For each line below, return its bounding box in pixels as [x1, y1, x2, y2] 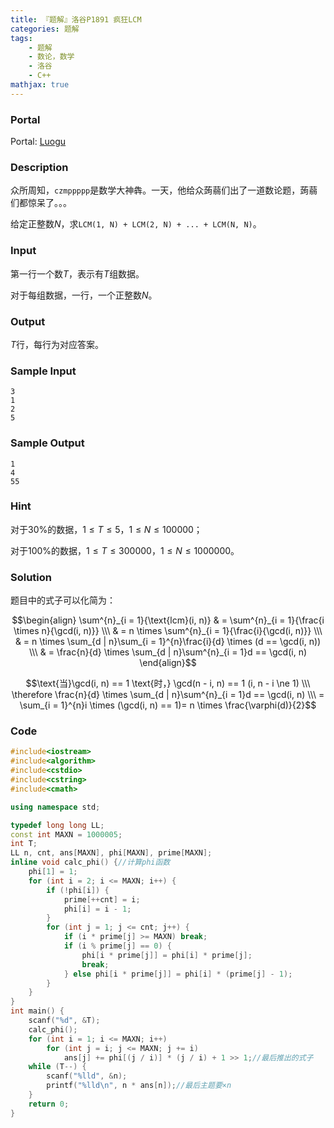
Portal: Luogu [10, 136, 67, 148]
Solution [10, 570, 53, 584]
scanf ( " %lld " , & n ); [46, 1071, 128, 1081]
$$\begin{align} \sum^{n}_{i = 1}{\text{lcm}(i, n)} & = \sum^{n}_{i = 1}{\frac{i [11, 614, 325, 626]
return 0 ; [28, 1099, 70, 1109]
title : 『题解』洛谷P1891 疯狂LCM [10, 14, 142, 25]
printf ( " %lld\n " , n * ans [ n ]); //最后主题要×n [46, 1081, 232, 1091]
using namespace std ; [10, 802, 101, 812]
